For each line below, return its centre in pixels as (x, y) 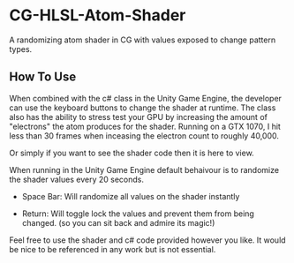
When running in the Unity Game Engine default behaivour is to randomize (144, 169)
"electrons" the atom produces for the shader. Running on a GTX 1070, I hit (145, 126)
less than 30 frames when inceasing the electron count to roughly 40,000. (144, 135)
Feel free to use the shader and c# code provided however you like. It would (147, 240)
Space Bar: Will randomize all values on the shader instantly (131, 196)
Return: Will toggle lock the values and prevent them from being (138, 214)
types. (21, 49)
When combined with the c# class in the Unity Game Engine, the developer (146, 98)
